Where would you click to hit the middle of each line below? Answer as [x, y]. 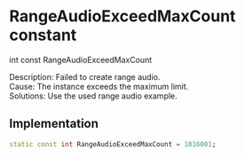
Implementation [54, 124]
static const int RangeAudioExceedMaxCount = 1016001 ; [113, 144]
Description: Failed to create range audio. [85, 76]
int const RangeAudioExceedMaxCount [81, 59]
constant [43, 35]
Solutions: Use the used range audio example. [93, 96]
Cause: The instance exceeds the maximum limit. [99, 86]
